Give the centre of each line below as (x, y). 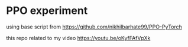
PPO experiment (47, 11)
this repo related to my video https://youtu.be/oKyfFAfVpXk (78, 38)
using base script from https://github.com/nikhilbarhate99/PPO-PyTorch (94, 27)
